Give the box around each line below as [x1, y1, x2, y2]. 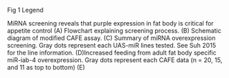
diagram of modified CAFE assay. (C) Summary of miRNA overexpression [7, 34, 216, 42]
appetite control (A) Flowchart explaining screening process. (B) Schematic [7, 27, 221, 35]
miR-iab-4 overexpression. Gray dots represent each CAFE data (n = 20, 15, [7, 56, 223, 64]
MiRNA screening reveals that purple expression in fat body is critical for [7, 19, 214, 27]
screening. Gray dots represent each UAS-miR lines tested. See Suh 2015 [7, 41, 217, 49]
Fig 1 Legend [7, 6, 44, 14]
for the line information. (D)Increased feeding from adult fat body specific [7, 48, 217, 57]
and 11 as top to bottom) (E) [7, 64, 85, 71]
